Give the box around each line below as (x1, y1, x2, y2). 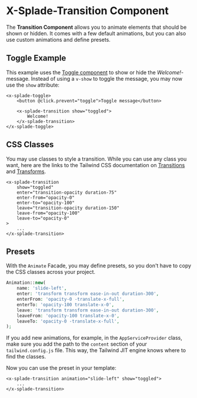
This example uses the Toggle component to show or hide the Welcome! (6, 69, 181, 76)
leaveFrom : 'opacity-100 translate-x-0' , (16, 313, 119, 319)
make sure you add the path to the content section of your (6, 340, 147, 348)
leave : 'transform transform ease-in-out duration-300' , (16, 307, 159, 313)
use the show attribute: (6, 81, 60, 88)
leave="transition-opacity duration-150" (16, 205, 119, 211)
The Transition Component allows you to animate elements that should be (6, 24, 187, 31)
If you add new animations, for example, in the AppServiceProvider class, (6, 334, 182, 341)
